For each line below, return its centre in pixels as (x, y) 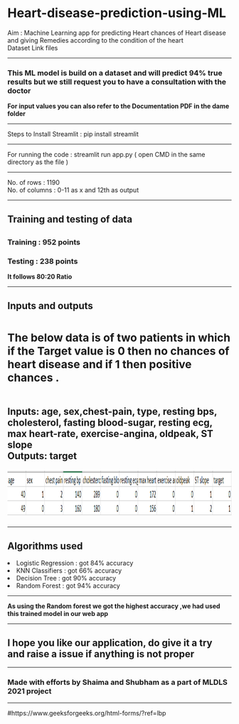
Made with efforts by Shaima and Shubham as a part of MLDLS (117, 682)
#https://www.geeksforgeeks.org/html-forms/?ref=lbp (87, 713)
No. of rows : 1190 (34, 183)
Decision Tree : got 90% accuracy (67, 578)
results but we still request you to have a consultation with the (117, 82)
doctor (19, 90)
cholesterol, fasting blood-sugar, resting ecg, (110, 423)
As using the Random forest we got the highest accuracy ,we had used (114, 606)
